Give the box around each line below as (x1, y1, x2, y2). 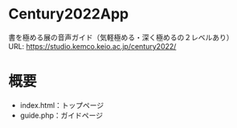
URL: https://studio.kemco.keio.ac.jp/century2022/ (8, 41, 177, 51)
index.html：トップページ (19, 100, 104, 109)
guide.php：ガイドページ (19, 110, 103, 120)
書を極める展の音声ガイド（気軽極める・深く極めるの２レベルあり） (8, 32, 234, 42)
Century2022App (8, 5, 129, 23)
